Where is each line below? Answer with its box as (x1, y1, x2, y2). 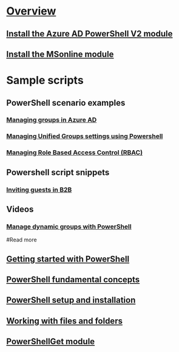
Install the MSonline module (6, 49, 114, 59)
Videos (6, 204, 34, 215)
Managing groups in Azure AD (6, 116, 97, 124)
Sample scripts (6, 74, 84, 88)
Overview (6, 4, 56, 18)
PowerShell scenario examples (6, 97, 126, 108)
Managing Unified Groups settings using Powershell (6, 132, 163, 140)
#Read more (6, 236, 38, 244)
